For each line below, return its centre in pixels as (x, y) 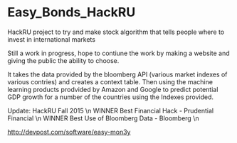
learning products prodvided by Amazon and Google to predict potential (113, 89)
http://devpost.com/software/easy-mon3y (69, 132)
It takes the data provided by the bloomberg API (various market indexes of (117, 74)
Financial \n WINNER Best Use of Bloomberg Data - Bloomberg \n (103, 118)
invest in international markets (52, 39)
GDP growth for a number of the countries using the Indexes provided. (111, 97)
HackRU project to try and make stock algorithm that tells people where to (116, 32)
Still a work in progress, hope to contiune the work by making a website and (118, 53)
